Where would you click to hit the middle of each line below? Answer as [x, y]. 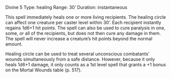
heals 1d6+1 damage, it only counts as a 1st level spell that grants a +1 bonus [86, 65]
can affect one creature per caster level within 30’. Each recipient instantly [83, 23]
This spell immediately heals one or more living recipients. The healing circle [86, 17]
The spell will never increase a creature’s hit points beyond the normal [79, 38]
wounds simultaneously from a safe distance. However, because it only [80, 59]
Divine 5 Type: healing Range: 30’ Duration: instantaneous [66, 7]
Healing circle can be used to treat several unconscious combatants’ [77, 54]
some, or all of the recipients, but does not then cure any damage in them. [83, 33]
